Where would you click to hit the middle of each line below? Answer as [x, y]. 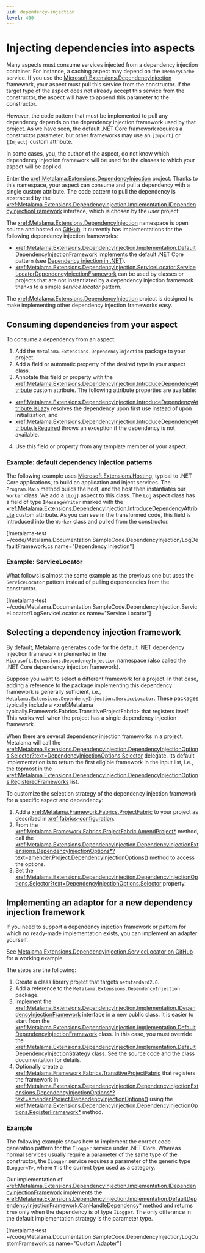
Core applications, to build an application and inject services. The [88, 482]
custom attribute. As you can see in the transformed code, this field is [103, 514]
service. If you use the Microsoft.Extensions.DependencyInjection [89, 78]
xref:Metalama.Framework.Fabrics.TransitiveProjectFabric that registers [105, 1073]
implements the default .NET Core [141, 254]
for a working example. [35, 958]
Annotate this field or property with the [64, 377]
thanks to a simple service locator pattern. [68, 287]
